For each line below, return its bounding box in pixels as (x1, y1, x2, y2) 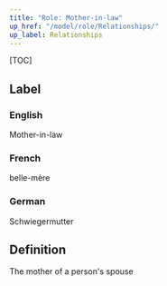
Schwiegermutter (9, 215, 74, 227)
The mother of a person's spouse (9, 266, 134, 277)
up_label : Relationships (9, 30, 103, 39)
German (9, 195, 46, 208)
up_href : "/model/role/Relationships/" (9, 22, 160, 31)
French (9, 152, 42, 164)
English (9, 108, 43, 121)
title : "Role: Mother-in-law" (9, 13, 124, 23)
